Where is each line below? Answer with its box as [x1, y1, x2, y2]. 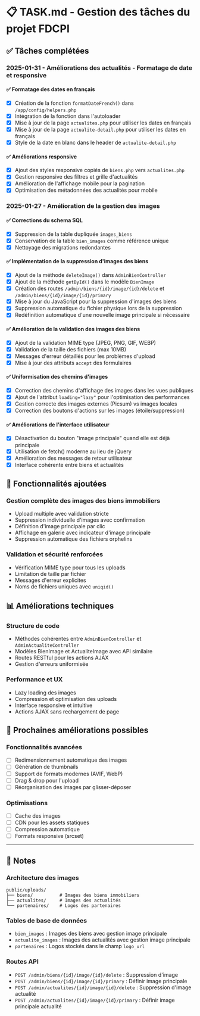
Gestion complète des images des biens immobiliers [6, 497, 161, 505]
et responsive [6, 71, 47, 79]
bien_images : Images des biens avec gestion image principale [14, 930, 167, 937]
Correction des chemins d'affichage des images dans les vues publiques [14, 387, 193, 394]
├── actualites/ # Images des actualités [6, 897, 121, 903]
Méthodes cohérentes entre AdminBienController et [14, 635, 142, 643]
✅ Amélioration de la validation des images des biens [6, 325, 140, 332]
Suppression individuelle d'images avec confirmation [14, 516, 145, 523]
